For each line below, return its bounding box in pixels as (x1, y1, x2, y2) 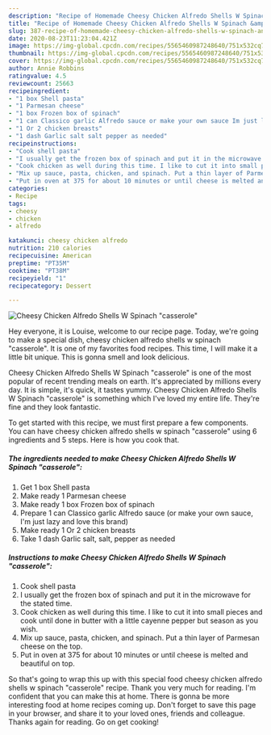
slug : (8, 27, 27, 35)
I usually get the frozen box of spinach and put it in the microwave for (19, 590, 252, 600)
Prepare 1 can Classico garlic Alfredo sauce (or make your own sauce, (19, 508, 254, 518)
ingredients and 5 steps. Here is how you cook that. (8, 435, 180, 445)
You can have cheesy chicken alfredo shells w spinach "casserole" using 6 (8, 426, 257, 436)
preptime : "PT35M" (8, 259, 70, 267)
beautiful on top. (19, 659, 75, 669)
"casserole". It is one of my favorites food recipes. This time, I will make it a (8, 344, 258, 354)
